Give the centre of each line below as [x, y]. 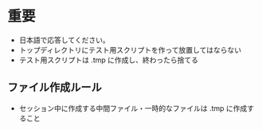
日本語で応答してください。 [64, 40]
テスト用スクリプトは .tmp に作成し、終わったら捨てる [109, 60]
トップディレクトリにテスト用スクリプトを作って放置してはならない [130, 49]
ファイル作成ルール [55, 87]
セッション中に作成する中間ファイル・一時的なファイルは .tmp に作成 [133, 108]
